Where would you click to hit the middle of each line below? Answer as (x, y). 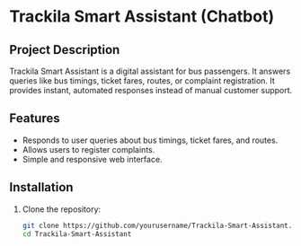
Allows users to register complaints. (89, 149)
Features (35, 119)
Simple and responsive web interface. (93, 159)
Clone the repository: (62, 209)
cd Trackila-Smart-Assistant (77, 234)
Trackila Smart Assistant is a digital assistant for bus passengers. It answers (150, 71)
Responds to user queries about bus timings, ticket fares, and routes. (150, 140)
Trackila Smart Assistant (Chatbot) (142, 17)
